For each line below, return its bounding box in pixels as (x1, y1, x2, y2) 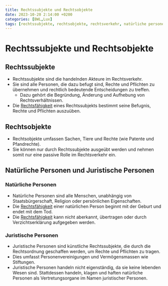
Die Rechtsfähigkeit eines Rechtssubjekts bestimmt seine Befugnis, (12, 103, 151, 109)
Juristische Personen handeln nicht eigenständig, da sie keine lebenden (12, 264, 161, 270)
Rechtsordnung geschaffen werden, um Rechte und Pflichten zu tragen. (12, 248, 160, 254)
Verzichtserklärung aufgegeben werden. (12, 219, 96, 225)
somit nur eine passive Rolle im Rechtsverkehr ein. (12, 152, 116, 158)
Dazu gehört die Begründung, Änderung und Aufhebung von (19, 92, 145, 98)
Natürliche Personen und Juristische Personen (5, 166, 154, 175)
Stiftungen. (12, 259, 35, 265)
